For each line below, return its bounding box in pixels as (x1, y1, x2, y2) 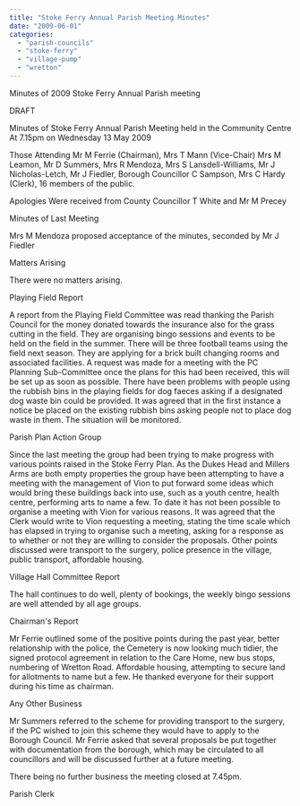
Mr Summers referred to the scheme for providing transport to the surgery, (9, 715, 286, 726)
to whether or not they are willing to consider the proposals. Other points (9, 535, 278, 546)
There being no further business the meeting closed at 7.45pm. (9, 771, 243, 782)
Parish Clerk (9, 788, 56, 799)
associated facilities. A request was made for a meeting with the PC (9, 356, 259, 368)
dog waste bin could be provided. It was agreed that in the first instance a (9, 395, 282, 406)
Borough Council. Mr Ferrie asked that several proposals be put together (9, 734, 277, 745)
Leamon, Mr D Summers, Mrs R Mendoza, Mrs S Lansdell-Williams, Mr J (9, 159, 276, 170)
